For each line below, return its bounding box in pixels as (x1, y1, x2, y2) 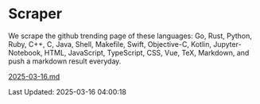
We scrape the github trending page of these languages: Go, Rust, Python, (8, 31, 253, 40)
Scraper (8, 5, 62, 23)
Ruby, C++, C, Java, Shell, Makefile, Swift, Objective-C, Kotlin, (8, 39, 212, 48)
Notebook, (8, 48, 43, 57)
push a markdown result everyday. (8, 56, 122, 66)
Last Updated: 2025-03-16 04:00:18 (8, 87, 127, 96)
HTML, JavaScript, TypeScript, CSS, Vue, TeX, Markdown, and (44, 48, 250, 57)
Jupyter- (213, 39, 242, 48)
